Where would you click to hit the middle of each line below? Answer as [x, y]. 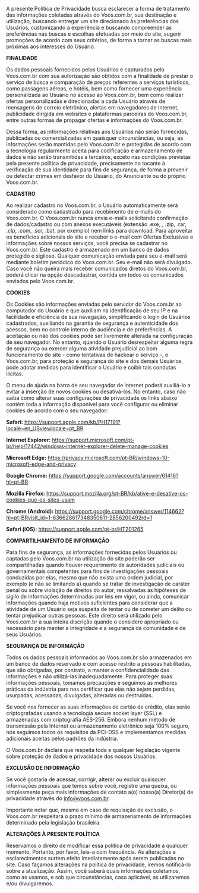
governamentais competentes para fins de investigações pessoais [87, 571]
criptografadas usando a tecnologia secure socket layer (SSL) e [84, 713]
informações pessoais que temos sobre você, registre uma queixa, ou [91, 786]
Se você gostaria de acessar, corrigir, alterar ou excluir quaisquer [86, 779]
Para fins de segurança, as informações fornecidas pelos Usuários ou [91, 552]
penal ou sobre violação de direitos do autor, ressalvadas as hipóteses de [96, 590]
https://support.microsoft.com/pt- [93, 440]
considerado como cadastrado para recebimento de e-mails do [84, 211]
